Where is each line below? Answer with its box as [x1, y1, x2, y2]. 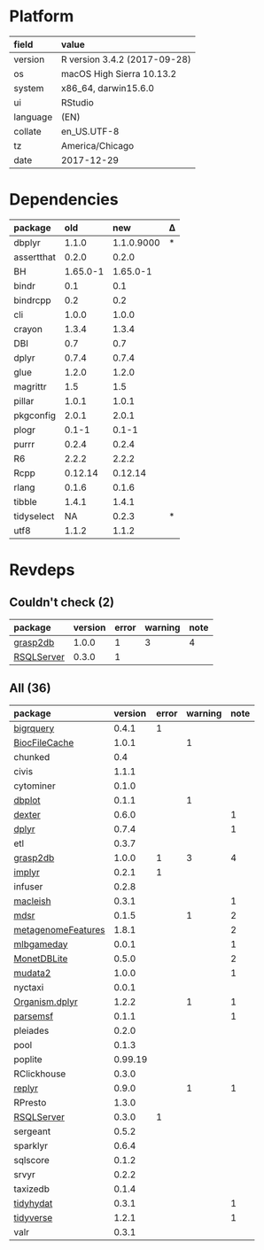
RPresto [13, 1096, 47, 1108]
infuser [13, 880, 43, 892]
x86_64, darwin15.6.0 [60, 82, 155, 94]
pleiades [13, 1024, 50, 1036]
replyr [13, 1082, 38, 1094]
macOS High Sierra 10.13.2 [60, 67, 177, 80]
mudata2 [13, 967, 51, 979]
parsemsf [13, 1010, 54, 1022]
